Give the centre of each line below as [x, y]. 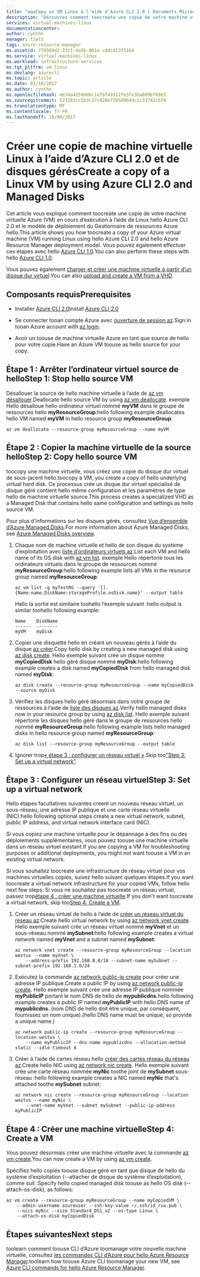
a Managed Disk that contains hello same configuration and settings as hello [100, 503]
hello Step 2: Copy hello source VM [72, 457]
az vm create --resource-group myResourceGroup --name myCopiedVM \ [93, 1201]
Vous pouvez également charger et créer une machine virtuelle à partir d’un [99, 269]
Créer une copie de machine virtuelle [99, 146]
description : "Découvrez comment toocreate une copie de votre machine [97, 17]
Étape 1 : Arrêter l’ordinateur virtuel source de [93, 370]
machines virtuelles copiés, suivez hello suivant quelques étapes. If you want [100, 877]
